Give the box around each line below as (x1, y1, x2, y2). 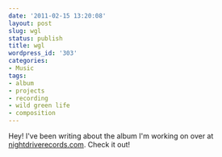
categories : (8, 57, 48, 65)
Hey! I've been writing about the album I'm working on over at (8, 131, 214, 141)
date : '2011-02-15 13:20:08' (8, 11, 107, 20)
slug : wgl (8, 27, 42, 35)
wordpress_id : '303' (8, 49, 78, 57)
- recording (8, 94, 48, 102)
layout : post (8, 19, 52, 27)
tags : (8, 72, 27, 80)
